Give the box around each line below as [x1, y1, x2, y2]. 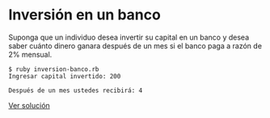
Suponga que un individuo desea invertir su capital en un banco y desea [8, 32, 250, 42]
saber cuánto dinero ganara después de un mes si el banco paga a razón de [8, 40, 263, 50]
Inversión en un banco [8, 6, 162, 24]
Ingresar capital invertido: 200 [8, 72, 121, 80]
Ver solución [8, 100, 50, 110]
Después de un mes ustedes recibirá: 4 [8, 86, 143, 95]
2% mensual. [8, 49, 53, 59]
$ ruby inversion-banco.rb [8, 65, 99, 74]
